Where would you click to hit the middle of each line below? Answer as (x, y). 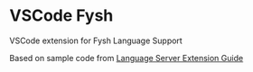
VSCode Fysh (61, 16)
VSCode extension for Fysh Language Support (96, 40)
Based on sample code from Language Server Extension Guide (126, 58)
